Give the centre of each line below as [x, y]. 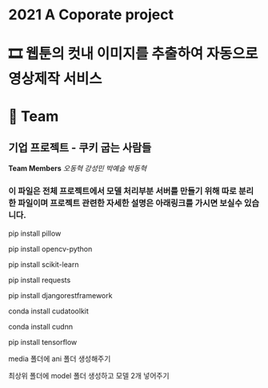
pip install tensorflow [43, 342]
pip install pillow [35, 233]
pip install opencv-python [50, 249]
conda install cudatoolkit [49, 311]
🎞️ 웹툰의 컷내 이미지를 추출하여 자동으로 [133, 54]
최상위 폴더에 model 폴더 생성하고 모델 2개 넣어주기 [89, 375]
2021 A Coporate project [91, 15]
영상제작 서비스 [55, 79]
